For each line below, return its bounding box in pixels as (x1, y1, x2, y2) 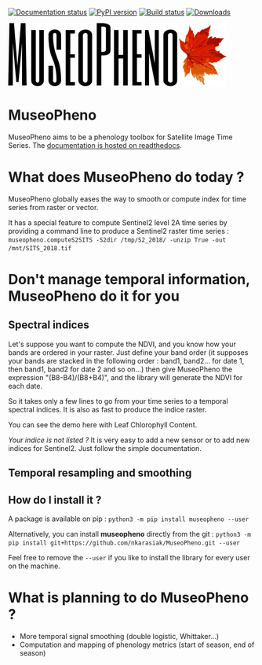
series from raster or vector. (8, 202, 99, 212)
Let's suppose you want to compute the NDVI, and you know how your (8, 339, 237, 349)
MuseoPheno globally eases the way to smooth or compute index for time (8, 194, 247, 204)
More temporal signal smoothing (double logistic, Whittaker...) (19, 632, 220, 641)
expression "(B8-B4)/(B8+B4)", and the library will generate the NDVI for (8, 372, 243, 382)
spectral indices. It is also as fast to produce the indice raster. (8, 405, 207, 414)
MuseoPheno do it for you (8, 287, 180, 305)
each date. (8, 381, 43, 390)
